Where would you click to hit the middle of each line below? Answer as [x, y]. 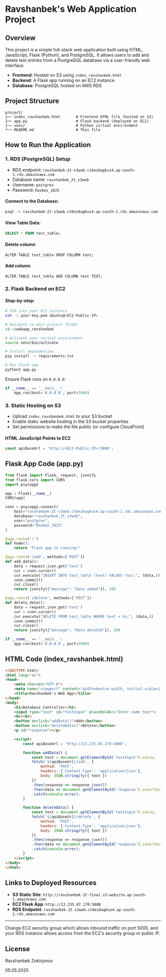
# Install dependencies [30, 352]
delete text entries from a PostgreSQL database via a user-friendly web [78, 60]
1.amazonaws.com [29, 899]
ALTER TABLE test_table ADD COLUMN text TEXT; [54, 276]
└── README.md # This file [53, 130]
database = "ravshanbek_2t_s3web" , [48, 516]
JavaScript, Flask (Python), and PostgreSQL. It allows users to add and [77, 55]
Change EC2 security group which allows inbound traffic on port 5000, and [82, 928]
